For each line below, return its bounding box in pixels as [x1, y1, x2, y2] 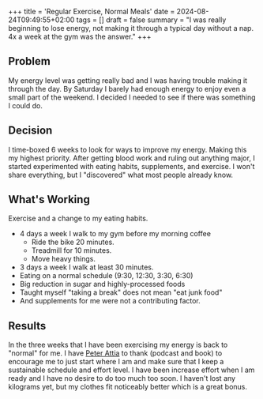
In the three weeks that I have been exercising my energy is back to [8, 340, 228, 350]
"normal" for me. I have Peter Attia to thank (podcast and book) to [8, 348, 223, 358]
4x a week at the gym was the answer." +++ [8, 32, 152, 41]
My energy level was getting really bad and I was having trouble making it [8, 75, 247, 85]
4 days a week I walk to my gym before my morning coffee [19, 229, 212, 239]
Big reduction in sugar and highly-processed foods [19, 280, 186, 289]
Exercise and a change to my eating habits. [8, 213, 148, 224]
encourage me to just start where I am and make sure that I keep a [8, 357, 224, 367]
